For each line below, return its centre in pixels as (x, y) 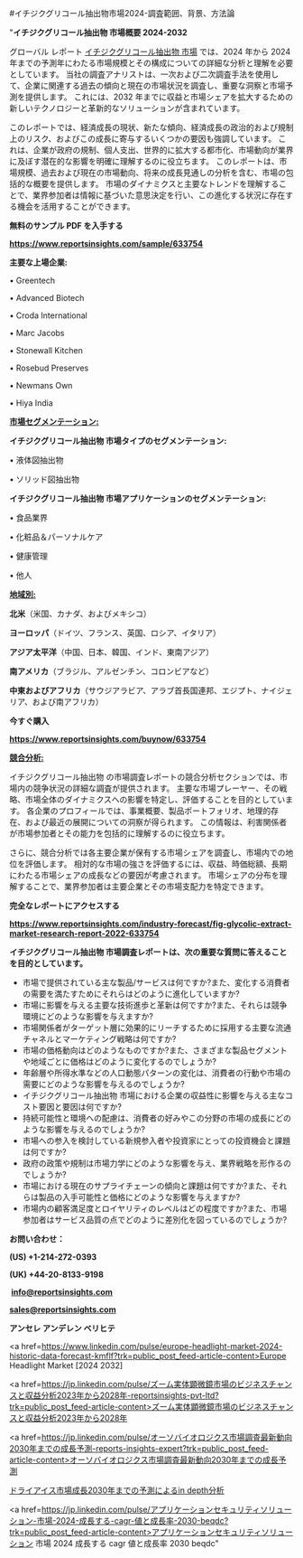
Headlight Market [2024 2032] (66, 1366)
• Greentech (32, 280)
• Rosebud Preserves (49, 368)
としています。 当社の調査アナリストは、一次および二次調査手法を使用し (144, 74)
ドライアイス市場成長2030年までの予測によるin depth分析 (117, 1490)
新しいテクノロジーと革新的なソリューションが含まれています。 (127, 108)
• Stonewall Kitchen (46, 350)
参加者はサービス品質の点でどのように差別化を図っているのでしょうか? (155, 1220)
